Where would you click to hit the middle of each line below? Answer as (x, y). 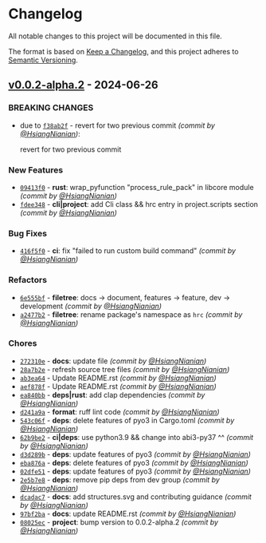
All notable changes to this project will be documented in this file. (115, 36)
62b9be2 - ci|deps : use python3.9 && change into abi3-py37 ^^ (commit (136, 437)
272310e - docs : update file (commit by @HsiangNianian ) (113, 361)
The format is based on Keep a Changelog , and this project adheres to (123, 51)
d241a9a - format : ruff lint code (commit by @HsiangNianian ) (120, 411)
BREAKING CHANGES (51, 108)
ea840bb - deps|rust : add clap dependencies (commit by (112, 394)
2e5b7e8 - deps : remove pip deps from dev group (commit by (120, 479)
